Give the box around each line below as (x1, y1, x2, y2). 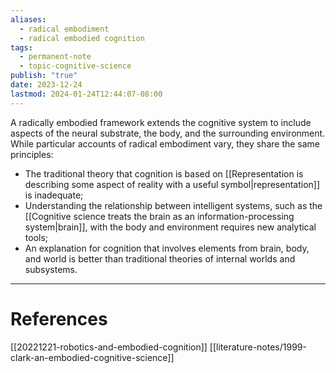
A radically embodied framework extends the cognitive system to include (10, 116, 312, 128)
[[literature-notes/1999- (209, 341, 307, 353)
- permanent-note (19, 52, 92, 62)
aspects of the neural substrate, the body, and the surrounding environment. (10, 127, 326, 139)
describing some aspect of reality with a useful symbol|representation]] (24, 178, 321, 190)
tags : (10, 42, 33, 53)
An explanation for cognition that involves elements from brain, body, (24, 242, 310, 254)
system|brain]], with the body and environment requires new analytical (24, 221, 317, 233)
